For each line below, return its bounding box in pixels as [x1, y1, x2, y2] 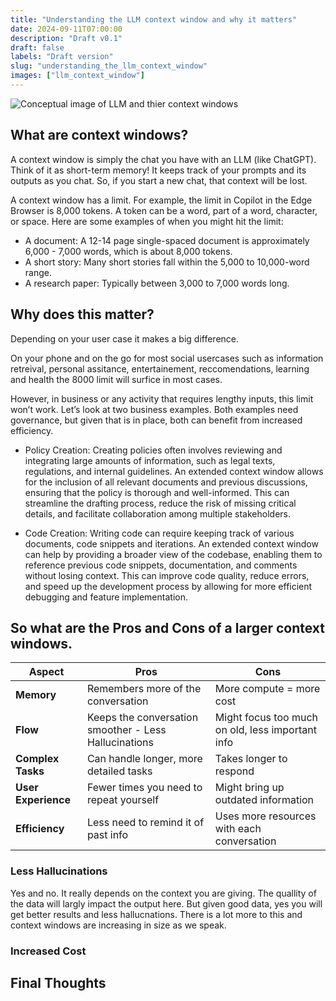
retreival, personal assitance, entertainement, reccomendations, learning [10, 362, 310, 375]
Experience [15, 793, 71, 807]
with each [214, 822, 262, 836]
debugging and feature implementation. [24, 591, 188, 603]
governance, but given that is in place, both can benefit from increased [10, 414, 303, 426]
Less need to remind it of [86, 816, 205, 830]
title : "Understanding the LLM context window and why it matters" [10, 14, 298, 25]
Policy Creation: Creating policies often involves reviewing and [24, 444, 283, 456]
